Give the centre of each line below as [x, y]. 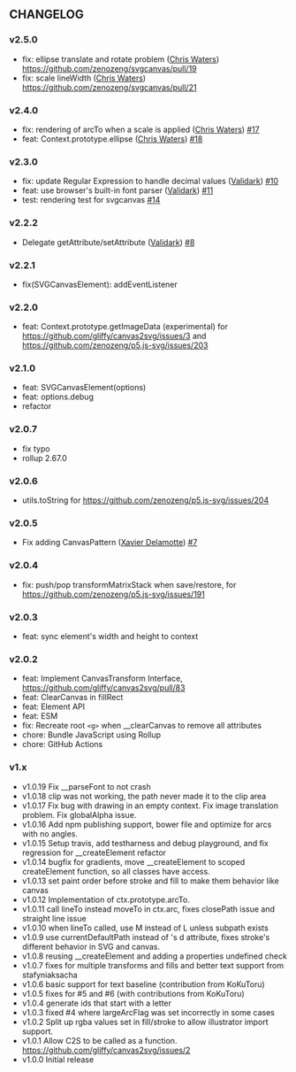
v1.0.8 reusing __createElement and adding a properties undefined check [154, 956]
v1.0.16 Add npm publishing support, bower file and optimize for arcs [147, 824]
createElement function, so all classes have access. [116, 871]
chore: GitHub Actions [62, 744]
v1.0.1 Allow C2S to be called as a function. [99, 1040]
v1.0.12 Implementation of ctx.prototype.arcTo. [106, 899]
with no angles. [49, 833]
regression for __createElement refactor [94, 852]
